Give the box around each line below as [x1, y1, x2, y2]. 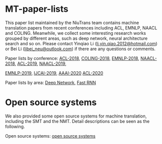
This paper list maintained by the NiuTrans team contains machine [5, 20, 139, 26]
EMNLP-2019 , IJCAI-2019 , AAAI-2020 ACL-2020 [5, 70, 103, 76]
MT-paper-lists [5, 3, 68, 15]
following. [5, 123, 25, 129]
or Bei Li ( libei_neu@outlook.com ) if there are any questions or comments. [5, 46, 156, 52]
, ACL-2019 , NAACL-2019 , [14, 60, 66, 66]
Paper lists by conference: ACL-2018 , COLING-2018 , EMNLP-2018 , [5, 55, 139, 61]
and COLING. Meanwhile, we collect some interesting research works [5, 30, 146, 36]
